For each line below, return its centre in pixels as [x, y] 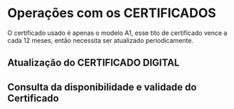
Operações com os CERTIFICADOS [112, 13]
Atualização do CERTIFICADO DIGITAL [94, 63]
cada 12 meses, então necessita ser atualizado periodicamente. [101, 40]
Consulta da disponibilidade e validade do [102, 87]
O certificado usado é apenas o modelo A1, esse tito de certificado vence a [117, 33]
